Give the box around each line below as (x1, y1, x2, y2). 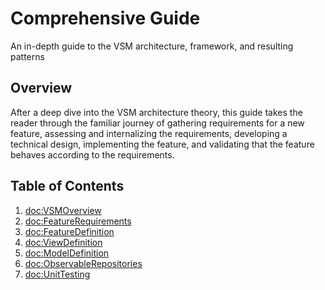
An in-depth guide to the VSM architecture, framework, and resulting (10, 40, 294, 52)
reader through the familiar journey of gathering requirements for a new (10, 117, 305, 129)
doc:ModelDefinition (24, 247, 110, 259)
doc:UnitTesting (24, 268, 91, 280)
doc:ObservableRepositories (24, 257, 143, 269)
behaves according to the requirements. (10, 148, 175, 161)
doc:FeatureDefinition (24, 225, 115, 237)
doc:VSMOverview (24, 204, 102, 216)
